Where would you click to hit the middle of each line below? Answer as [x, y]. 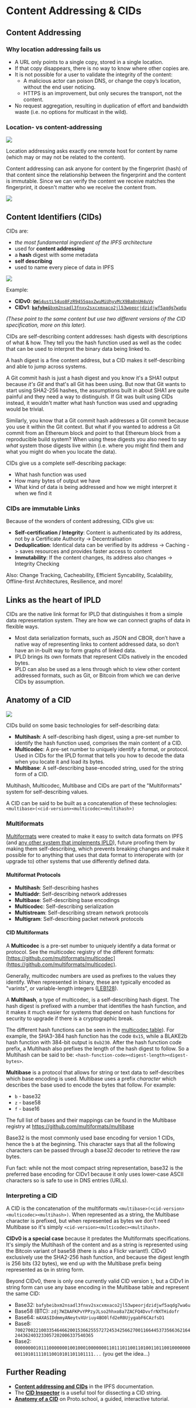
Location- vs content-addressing [54, 127]
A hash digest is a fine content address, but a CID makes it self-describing [96, 360]
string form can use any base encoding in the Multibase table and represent [97, 1287]
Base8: [23, 1323]
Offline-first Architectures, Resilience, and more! [64, 581]
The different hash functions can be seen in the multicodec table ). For [90, 1030]
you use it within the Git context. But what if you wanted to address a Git [93, 427]
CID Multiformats [27, 932]
